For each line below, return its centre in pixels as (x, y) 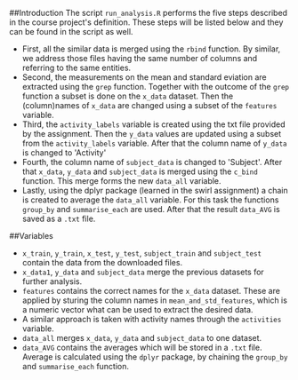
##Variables (31, 236)
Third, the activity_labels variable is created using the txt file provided (153, 124)
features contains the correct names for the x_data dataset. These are (151, 291)
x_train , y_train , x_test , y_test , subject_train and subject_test (142, 253)
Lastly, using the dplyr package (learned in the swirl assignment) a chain (155, 190)
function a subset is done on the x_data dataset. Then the (128, 96)
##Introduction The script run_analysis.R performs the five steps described (148, 13)
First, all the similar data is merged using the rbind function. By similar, (151, 49)
